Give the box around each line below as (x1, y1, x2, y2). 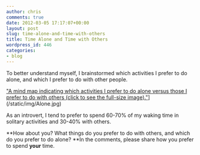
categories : (6, 48, 36, 54)
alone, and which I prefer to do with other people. (6, 76, 128, 83)
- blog (6, 53, 23, 59)
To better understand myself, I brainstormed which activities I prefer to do (6, 69, 187, 76)
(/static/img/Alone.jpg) (6, 100, 61, 107)
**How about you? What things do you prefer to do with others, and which (6, 129, 190, 137)
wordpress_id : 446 (6, 42, 52, 48)
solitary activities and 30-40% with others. (6, 117, 112, 125)
